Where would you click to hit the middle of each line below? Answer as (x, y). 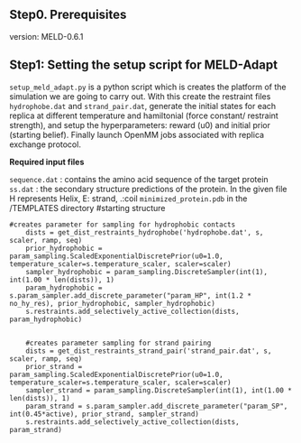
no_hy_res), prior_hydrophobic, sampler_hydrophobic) (113, 303)
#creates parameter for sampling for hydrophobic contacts (123, 225)
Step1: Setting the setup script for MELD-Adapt (143, 65)
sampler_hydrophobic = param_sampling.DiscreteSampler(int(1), (147, 272)
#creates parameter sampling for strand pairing (119, 343)
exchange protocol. (45, 144)
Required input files (47, 162)
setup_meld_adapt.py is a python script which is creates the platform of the (148, 87)
